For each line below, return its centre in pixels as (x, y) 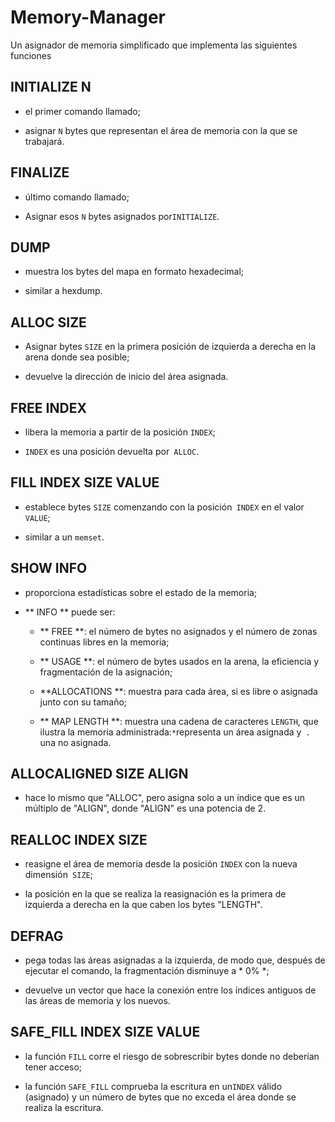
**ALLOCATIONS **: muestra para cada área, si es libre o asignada (178, 691)
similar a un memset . (64, 537)
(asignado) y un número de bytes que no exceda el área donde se (160, 1097)
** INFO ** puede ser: (70, 612)
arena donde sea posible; (77, 357)
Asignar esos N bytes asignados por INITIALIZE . (122, 216)
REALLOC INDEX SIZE (79, 839)
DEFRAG (37, 936)
